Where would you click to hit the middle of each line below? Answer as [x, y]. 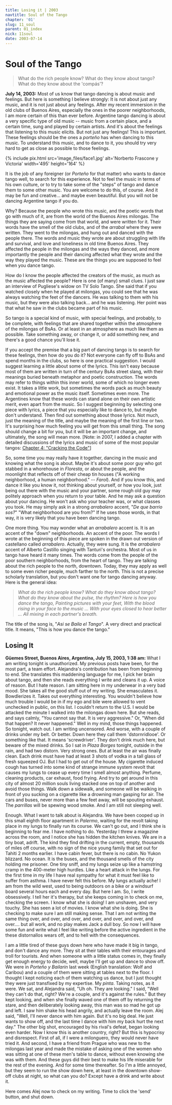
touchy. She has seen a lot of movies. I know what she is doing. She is [79, 908]
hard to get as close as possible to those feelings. [58, 148]
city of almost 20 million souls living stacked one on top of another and [80, 783]
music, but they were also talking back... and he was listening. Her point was [86, 302]
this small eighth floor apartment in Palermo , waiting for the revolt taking [82, 820]
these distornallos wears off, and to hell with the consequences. [73, 935]
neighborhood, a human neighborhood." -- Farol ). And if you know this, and [85, 479]
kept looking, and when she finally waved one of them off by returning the [83, 999]
